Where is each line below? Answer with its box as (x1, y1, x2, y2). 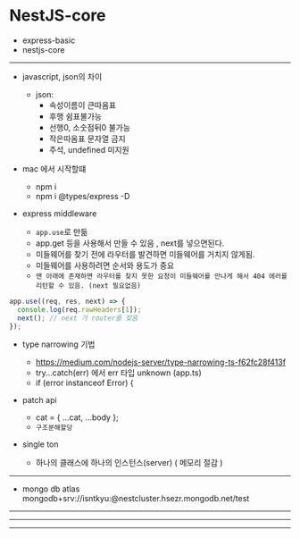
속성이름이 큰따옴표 (48, 99, 117, 110)
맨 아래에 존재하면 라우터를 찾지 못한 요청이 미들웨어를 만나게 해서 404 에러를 (35, 272, 287, 281)
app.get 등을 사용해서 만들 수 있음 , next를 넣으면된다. (35, 238, 225, 248)
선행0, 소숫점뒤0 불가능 (48, 122, 131, 132)
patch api (21, 395, 57, 406)
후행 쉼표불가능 (48, 111, 103, 122)
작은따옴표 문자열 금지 (48, 133, 127, 144)
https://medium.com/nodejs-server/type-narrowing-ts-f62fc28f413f (35, 357, 287, 367)
